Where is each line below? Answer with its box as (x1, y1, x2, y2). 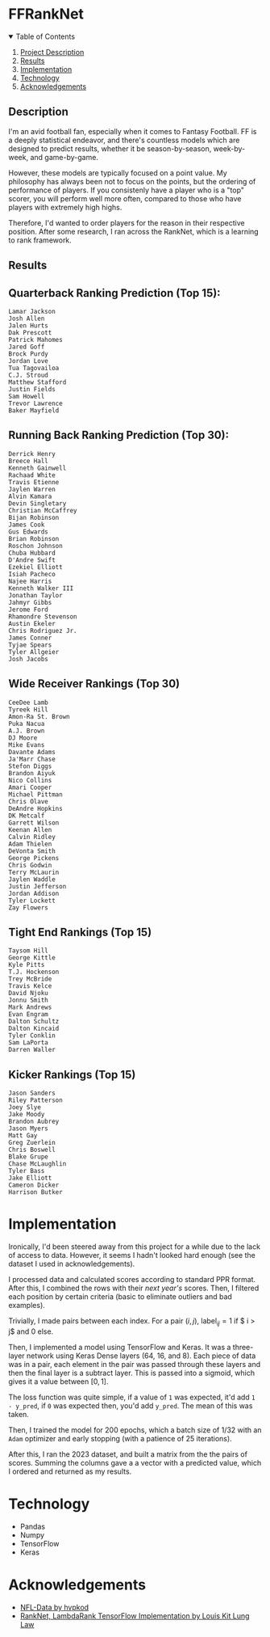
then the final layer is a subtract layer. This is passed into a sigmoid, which (8, 1368, 255, 1378)
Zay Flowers (8, 903, 48, 912)
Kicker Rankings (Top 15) (8, 1068, 136, 1082)
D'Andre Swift (8, 555, 56, 564)
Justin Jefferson (8, 882, 67, 890)
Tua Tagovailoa (8, 364, 60, 372)
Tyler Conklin (8, 1032, 56, 1040)
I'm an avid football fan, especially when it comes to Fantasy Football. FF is (8, 126, 257, 136)
